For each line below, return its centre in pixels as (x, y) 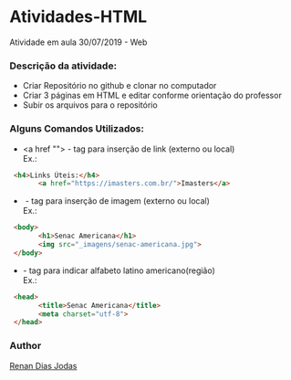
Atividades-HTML (78, 17)
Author (26, 346)
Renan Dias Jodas (43, 365)
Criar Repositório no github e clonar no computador (120, 86)
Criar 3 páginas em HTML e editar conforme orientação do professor (152, 95)
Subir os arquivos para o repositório (90, 105)
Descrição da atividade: (63, 66)
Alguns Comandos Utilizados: (77, 129)
